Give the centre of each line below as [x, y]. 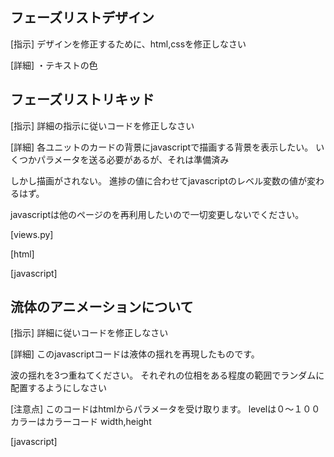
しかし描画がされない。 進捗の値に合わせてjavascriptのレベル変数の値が [158, 180]
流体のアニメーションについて [102, 307]
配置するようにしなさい [58, 388]
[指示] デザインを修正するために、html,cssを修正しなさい [128, 44]
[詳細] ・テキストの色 [54, 65]
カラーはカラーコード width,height [81, 422]
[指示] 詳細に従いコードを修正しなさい [89, 333]
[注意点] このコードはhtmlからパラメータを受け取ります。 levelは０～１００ [165, 409]
